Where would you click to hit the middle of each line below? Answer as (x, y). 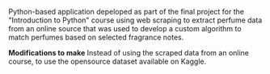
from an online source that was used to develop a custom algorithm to (125, 29)
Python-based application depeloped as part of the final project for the (127, 12)
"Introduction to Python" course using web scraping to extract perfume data (135, 20)
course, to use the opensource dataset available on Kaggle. (108, 61)
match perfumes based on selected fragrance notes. (96, 37)
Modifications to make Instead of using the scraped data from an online (129, 53)
